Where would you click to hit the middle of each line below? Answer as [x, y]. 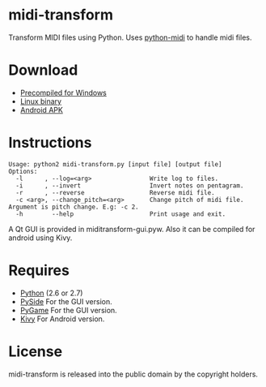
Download [43, 70]
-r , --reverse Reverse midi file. [116, 192]
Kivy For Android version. [62, 319]
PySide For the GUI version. [66, 301]
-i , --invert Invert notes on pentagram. [130, 185]
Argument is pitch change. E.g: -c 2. [74, 207]
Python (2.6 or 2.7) [51, 293]
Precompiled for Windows [63, 92]
